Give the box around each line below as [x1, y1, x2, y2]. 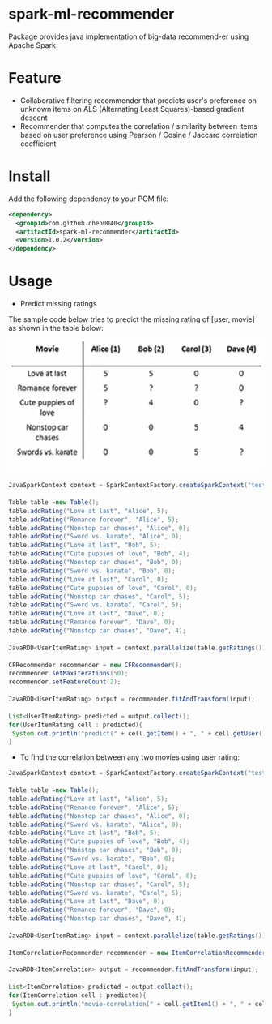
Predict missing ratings [19, 299, 97, 309]
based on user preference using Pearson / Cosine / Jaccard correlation [19, 130, 258, 139]
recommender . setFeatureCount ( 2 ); [8, 678, 121, 686]
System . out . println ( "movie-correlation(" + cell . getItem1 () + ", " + [11, 1000, 252, 1008]
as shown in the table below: [8, 323, 104, 333]
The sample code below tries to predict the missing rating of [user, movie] [8, 315, 255, 324]
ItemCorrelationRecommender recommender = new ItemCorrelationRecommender [8, 949, 266, 957]
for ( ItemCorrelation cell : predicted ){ [8, 992, 147, 1000]
